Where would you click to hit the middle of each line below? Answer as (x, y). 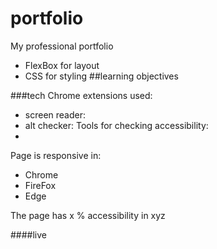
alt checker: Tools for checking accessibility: (116, 125)
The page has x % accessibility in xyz (88, 215)
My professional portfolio (62, 46)
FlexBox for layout (62, 65)
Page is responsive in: (56, 155)
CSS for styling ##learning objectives (101, 76)
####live (29, 234)
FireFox (40, 185)
